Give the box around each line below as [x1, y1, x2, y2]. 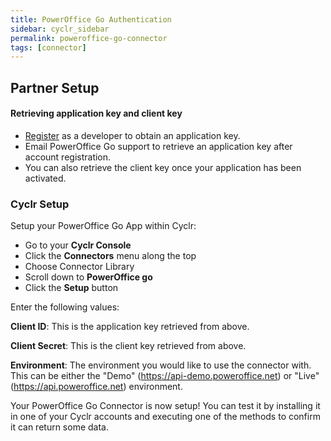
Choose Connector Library [24, 261, 135, 273]
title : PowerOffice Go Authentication [10, 14, 172, 25]
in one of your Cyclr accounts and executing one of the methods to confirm [10, 411, 321, 423]
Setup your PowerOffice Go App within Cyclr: [10, 220, 197, 232]
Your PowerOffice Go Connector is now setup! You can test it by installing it [10, 400, 321, 412]
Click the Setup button [24, 282, 119, 294]
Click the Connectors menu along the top [24, 250, 197, 262]
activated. [24, 172, 67, 184]
